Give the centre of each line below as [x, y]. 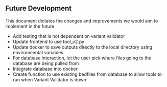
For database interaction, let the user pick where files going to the [82, 58]
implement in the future [30, 26]
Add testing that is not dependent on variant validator [69, 36]
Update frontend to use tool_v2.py [49, 41]
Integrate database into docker [45, 69]
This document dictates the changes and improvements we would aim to [82, 20]
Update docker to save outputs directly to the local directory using [82, 47]
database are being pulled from [46, 63]
